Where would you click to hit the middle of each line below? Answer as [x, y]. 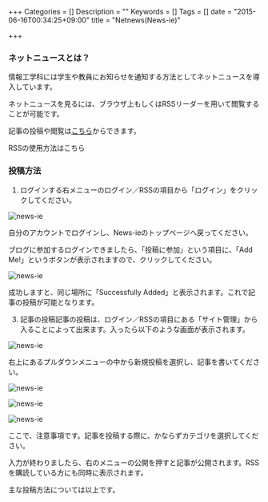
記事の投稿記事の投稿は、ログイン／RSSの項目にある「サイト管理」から [139, 319]
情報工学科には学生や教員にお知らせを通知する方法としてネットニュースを [131, 77]
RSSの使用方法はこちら [47, 148]
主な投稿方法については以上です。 [64, 489]
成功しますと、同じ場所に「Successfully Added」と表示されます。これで [128, 292]
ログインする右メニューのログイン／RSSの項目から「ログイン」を [128, 190]
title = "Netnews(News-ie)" [136, 20]
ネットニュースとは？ [49, 58]
